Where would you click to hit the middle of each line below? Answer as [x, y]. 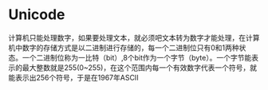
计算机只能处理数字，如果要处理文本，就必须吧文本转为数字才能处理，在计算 [134, 37]
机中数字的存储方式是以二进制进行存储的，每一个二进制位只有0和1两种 [124, 47]
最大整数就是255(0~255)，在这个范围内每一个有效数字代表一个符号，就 [140, 67]
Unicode [37, 15]
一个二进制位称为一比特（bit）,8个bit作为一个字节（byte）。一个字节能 [137, 57]
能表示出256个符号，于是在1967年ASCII [73, 77]
